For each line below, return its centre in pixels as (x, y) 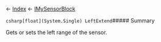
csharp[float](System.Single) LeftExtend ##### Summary (80, 20)
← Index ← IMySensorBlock (41, 9)
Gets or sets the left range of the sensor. (56, 32)
